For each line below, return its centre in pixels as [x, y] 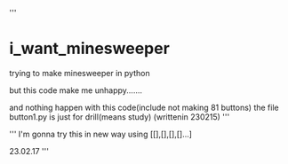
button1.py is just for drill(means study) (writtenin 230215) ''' [120, 117]
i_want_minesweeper [90, 49]
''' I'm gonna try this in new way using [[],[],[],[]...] [101, 134]
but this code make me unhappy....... [76, 90]
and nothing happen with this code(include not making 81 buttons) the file [144, 107]
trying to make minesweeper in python [80, 73]
